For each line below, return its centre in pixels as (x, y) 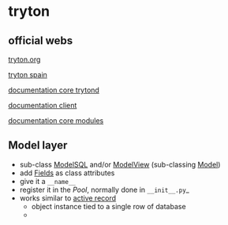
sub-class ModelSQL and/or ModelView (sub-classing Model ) (120, 164)
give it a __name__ (48, 181)
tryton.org (24, 59)
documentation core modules (56, 120)
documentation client (43, 105)
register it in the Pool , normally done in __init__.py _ (104, 189)
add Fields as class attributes (67, 173)
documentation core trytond (54, 90)
